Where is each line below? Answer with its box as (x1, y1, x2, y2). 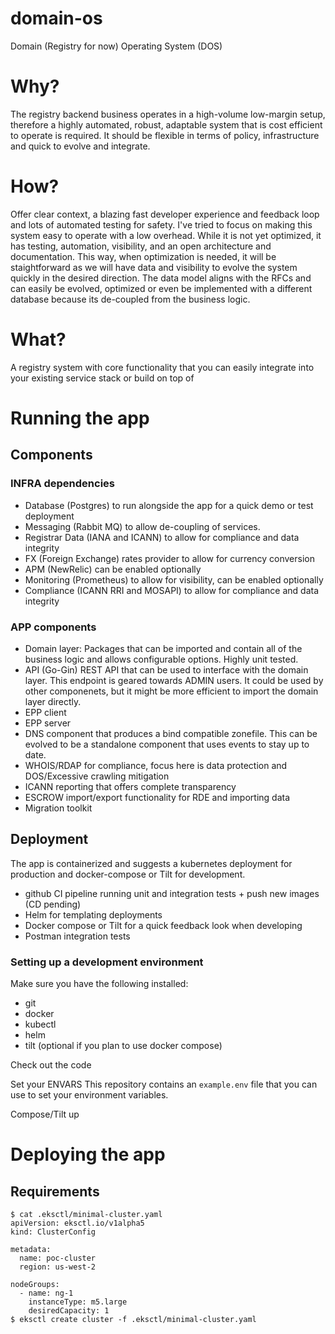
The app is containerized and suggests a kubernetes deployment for (10, 857, 293, 869)
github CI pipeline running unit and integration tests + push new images (24, 887, 320, 899)
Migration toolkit (24, 802, 93, 814)
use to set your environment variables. (10, 1089, 169, 1101)
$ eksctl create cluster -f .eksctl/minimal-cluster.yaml (10, 1315, 257, 1325)
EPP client (24, 706, 67, 718)
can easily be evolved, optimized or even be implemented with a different (10, 282, 313, 294)
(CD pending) (24, 898, 82, 910)
